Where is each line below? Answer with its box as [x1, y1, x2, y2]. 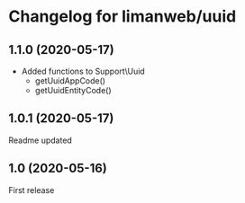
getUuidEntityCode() [34, 85, 112, 95]
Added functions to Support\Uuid [21, 66, 145, 76]
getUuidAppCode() [34, 75, 105, 86]
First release [8, 184, 55, 195]
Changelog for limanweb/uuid [8, 6, 237, 27]
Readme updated [8, 135, 73, 146]
